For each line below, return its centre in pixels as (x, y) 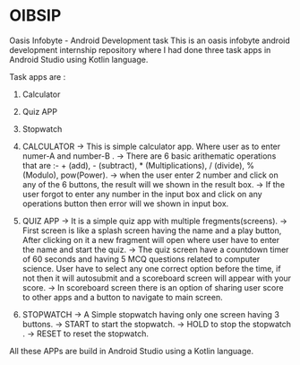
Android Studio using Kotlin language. (79, 59)
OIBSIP (35, 16)
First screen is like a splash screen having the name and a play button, (152, 230)
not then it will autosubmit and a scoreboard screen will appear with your (157, 278)
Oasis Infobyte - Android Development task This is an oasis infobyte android (150, 40)
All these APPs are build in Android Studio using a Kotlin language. (131, 351)
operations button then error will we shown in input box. (125, 204)
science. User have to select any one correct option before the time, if (151, 268)
